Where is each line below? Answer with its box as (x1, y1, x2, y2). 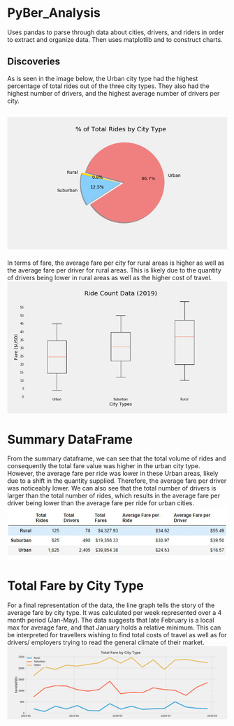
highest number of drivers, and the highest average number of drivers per (7, 89, 220, 97)
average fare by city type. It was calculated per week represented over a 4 (7, 609, 222, 617)
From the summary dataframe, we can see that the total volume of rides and (7, 454, 226, 463)
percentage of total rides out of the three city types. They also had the (7, 82, 210, 90)
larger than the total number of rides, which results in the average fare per (7, 491, 221, 500)
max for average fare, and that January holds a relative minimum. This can (7, 623, 221, 632)
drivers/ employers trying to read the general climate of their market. (7, 638, 205, 647)
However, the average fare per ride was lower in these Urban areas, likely (7, 470, 219, 478)
